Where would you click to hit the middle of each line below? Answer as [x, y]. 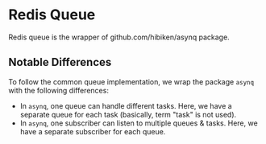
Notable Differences [60, 62]
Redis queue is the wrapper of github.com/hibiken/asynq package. [119, 37]
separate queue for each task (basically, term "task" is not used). [128, 114]
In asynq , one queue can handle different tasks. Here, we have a [126, 105]
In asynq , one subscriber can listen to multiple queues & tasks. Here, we [139, 123]
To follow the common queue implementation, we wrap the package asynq [131, 81]
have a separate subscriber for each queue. [93, 131]
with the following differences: [58, 90]
